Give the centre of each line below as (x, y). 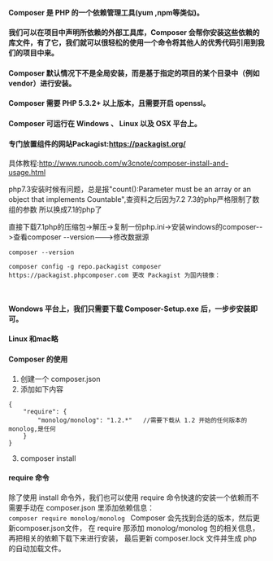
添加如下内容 (41, 389)
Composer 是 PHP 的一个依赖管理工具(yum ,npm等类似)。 (106, 12)
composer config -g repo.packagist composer (85, 267)
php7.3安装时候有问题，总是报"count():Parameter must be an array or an (130, 189)
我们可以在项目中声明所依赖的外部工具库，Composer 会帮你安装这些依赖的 (134, 33)
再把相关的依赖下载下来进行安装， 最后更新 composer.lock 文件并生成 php (133, 538)
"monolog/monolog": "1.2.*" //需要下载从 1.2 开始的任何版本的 (143, 420)
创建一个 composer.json (60, 379)
